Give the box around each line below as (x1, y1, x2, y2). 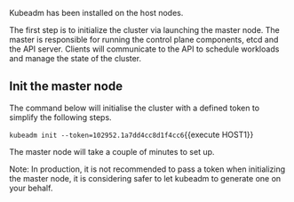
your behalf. (9, 182, 53, 193)
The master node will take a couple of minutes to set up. (9, 146, 215, 157)
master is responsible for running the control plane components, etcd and (9, 35, 279, 44)
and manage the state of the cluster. (9, 53, 142, 63)
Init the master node (9, 79, 123, 94)
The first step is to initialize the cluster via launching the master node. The (9, 25, 280, 35)
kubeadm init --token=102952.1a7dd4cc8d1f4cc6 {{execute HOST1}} (9, 129, 254, 140)
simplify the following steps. (9, 111, 113, 123)
